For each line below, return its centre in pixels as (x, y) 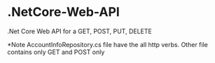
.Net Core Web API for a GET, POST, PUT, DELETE (79, 31)
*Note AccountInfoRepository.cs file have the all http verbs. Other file (107, 44)
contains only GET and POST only (56, 52)
